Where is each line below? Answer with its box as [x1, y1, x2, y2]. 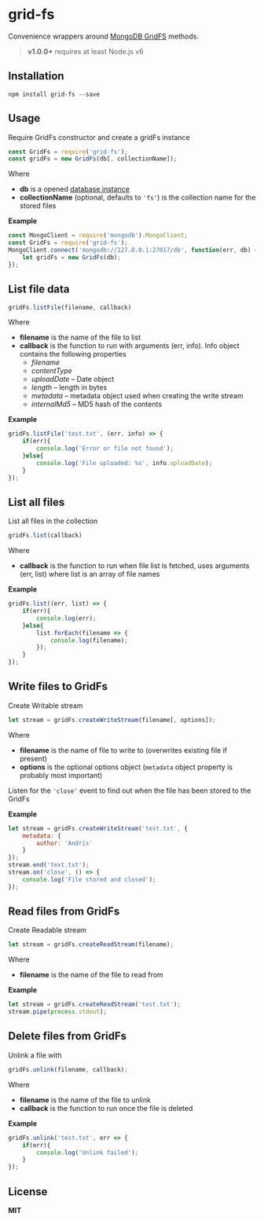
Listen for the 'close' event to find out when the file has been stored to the [8, 786, 251, 795]
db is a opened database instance [19, 185, 130, 194]
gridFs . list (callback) [8, 532, 82, 540]
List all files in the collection [8, 516, 98, 526]
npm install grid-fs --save [8, 90, 101, 98]
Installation [8, 69, 64, 83]
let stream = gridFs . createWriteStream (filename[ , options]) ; [8, 716, 216, 724]
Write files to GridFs [8, 680, 108, 693]
